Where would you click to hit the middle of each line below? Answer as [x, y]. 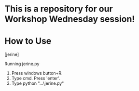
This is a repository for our [59, 9]
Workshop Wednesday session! [70, 19]
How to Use [28, 41]
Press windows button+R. [37, 73]
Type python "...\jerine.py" [38, 83]
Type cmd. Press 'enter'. [36, 78]
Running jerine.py [22, 64]
